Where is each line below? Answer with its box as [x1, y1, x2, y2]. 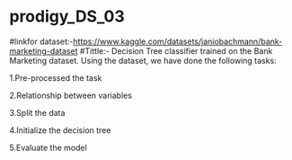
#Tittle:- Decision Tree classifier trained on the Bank [79, 45, 273, 56]
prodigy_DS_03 [9, 6, 125, 27]
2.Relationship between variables [9, 90, 133, 101]
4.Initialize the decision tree [9, 124, 111, 136]
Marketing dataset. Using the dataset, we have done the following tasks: [9, 55, 277, 66]
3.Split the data [9, 107, 66, 118]
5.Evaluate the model [9, 142, 87, 153]
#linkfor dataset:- [9, 36, 74, 47]
